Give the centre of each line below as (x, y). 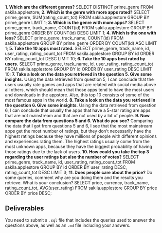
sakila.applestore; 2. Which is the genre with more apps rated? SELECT (77, 12)
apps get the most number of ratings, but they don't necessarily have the (78, 131)
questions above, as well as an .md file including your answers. (68, 225)
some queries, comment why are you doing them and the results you (74, 178)
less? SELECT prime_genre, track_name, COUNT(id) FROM (64, 38)
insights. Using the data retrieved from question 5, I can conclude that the (80, 79)
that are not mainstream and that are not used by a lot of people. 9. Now (77, 116)
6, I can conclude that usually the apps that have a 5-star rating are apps (78, 110)
